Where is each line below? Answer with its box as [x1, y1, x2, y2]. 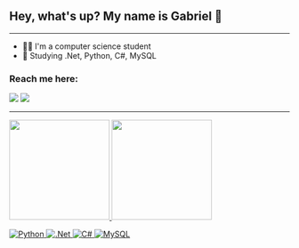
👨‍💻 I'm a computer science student [21, 41, 151, 52]
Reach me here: [9, 72, 78, 84]
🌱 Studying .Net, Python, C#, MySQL [21, 50, 158, 60]
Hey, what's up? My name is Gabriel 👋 [9, 9, 222, 24]
